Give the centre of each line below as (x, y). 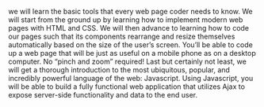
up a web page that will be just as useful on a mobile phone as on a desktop (132, 53)
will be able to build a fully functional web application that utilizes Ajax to (127, 87)
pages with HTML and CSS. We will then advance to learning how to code (129, 28)
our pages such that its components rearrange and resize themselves (122, 36)
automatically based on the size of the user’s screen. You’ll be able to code (131, 45)
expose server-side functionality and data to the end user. (103, 95)
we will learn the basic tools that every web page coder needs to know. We (130, 11)
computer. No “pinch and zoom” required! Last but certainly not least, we (128, 61)
